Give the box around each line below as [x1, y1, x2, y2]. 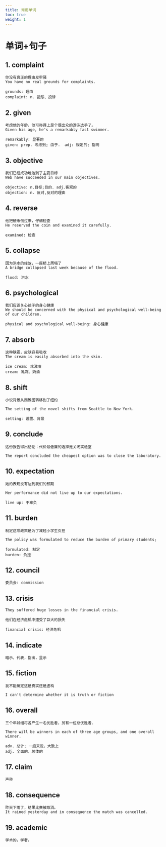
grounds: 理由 [5, 89, 34, 94]
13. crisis [5, 594, 34, 603]
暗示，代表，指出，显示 [5, 655, 47, 660]
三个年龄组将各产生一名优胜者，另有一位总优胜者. [5, 720, 94, 725]
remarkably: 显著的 [5, 137, 44, 142]
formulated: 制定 [5, 547, 40, 552]
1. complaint [5, 60, 44, 69]
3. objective [5, 156, 43, 165]
